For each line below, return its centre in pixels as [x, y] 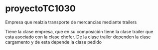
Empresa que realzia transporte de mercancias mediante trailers [71, 22]
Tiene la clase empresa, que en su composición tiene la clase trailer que [79, 31]
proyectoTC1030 [40, 9]
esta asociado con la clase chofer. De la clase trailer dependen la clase [78, 37]
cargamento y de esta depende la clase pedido [54, 42]
